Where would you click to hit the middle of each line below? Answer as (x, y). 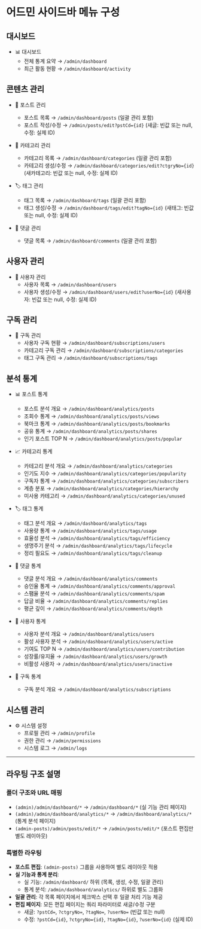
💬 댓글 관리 (28, 227)
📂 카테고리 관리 (33, 145)
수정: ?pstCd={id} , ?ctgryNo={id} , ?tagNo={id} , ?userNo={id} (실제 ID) (108, 919)
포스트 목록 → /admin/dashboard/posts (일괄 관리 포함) (89, 117)
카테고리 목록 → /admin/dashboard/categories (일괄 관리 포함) (98, 158)
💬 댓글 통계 (28, 566)
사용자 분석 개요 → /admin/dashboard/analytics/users (89, 634)
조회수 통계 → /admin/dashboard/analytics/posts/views (92, 416)
